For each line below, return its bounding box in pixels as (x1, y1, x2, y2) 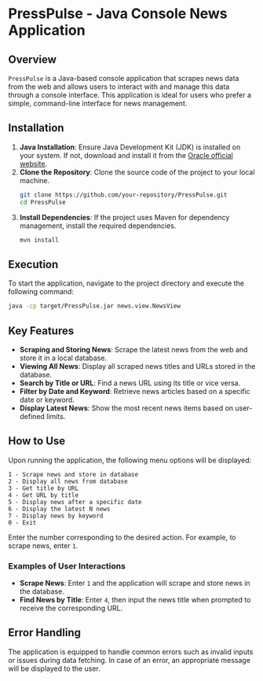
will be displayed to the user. (8, 664, 100, 673)
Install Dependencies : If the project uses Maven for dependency (19, 212, 230, 222)
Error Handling (8, 626, 81, 639)
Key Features (8, 324, 75, 337)
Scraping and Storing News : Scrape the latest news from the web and (19, 344, 248, 354)
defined (19, 411, 46, 421)
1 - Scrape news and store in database (8, 470, 139, 478)
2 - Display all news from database (8, 477, 128, 485)
